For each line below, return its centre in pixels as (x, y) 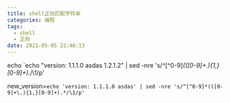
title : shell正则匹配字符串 (44, 13)
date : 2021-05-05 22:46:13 (46, 46)
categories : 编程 (31, 20)
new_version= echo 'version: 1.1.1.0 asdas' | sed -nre (89, 86)
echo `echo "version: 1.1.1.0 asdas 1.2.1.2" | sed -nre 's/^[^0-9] (95, 65)
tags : (15, 26)
